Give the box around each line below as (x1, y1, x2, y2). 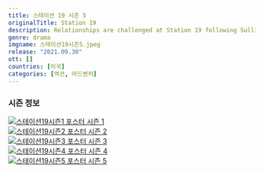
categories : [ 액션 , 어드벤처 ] (8, 70, 97, 78)
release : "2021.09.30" (8, 48, 82, 56)
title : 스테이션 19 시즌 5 (8, 11, 86, 20)
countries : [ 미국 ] (8, 63, 65, 71)
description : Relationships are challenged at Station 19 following (8, 26, 237, 34)
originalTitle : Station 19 (8, 19, 97, 27)
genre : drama (8, 33, 51, 42)
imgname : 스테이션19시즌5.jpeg (8, 41, 101, 49)
